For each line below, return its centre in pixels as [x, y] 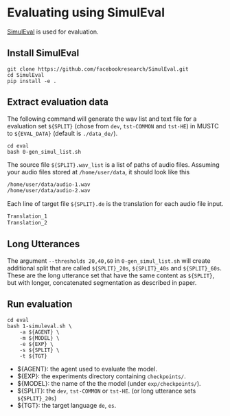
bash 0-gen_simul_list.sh [44, 152]
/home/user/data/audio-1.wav [49, 184]
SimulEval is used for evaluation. [53, 32]
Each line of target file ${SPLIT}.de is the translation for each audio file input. [115, 204]
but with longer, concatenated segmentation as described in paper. [102, 282]
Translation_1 [27, 217]
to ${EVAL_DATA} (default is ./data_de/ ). [62, 133]
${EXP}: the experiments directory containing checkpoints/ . [102, 376]
